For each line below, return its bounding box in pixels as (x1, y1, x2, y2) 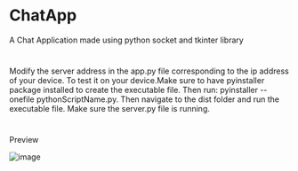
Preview (9, 135, 39, 145)
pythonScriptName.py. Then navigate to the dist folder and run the (36, 94, 280, 105)
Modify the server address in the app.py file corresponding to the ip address (9, 66, 289, 76)
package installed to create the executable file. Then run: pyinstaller (9, 85, 258, 96)
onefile (9, 94, 35, 105)
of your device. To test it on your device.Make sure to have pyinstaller (9, 75, 265, 86)
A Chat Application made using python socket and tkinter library (9, 35, 245, 45)
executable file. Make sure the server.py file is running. (9, 104, 211, 114)
